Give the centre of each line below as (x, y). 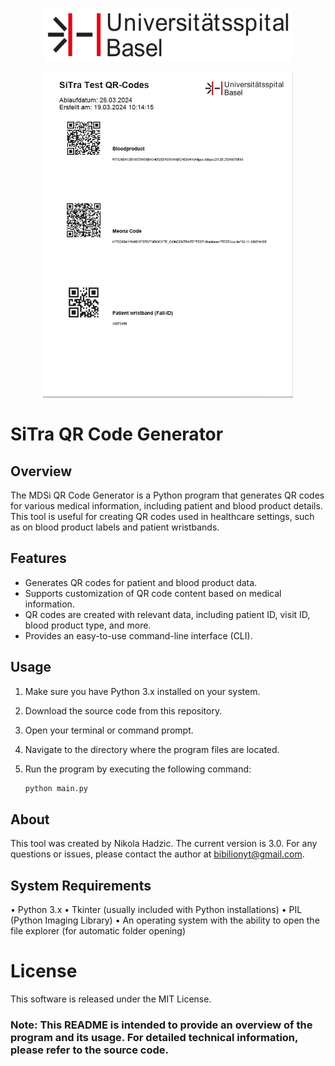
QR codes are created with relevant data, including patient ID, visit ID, (167, 614)
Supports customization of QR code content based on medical (153, 593)
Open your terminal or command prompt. (109, 730)
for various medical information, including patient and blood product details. (166, 506)
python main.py (56, 788)
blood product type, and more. (88, 625)
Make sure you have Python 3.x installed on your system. (142, 691)
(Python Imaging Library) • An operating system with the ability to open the (165, 920)
